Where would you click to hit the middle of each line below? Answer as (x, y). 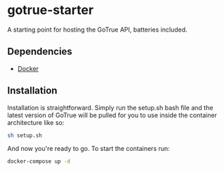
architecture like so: (36, 122)
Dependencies (40, 52)
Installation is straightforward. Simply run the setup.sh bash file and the (110, 107)
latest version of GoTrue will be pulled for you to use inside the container (112, 115)
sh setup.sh (25, 135)
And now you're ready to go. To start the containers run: (88, 149)
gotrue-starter (51, 10)
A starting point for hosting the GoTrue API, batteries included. (97, 29)
